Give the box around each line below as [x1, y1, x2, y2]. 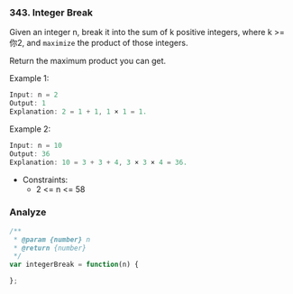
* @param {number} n [13, 234, 91, 244]
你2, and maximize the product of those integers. [9, 38, 188, 49]
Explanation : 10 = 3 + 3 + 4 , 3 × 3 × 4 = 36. [9, 158, 188, 167]
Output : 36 [9, 149, 50, 159]
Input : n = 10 [9, 141, 63, 150]
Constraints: [22, 174, 69, 185]
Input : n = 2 [9, 90, 59, 100]
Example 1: [9, 73, 50, 84]
